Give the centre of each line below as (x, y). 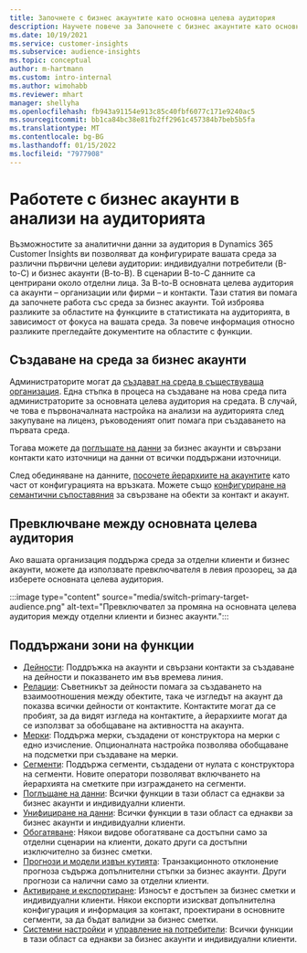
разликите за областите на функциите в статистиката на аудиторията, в (150, 312)
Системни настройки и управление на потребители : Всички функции (158, 929)
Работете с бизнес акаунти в (125, 199)
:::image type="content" (55, 597)
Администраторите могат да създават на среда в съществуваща (137, 382)
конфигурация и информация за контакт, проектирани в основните (153, 910)
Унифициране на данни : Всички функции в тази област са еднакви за (158, 813)
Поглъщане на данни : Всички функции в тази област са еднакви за (153, 793)
